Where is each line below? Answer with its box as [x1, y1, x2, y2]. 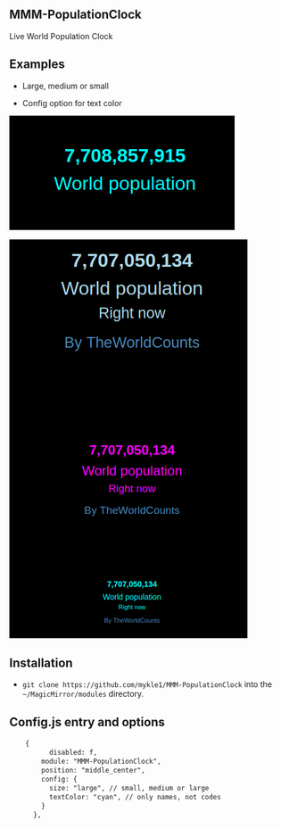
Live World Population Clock [9, 30, 113, 41]
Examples [9, 57, 65, 72]
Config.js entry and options [9, 714, 165, 730]
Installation [9, 656, 73, 671]
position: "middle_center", [41, 766, 145, 775]
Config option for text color [21, 97, 122, 108]
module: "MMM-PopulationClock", [41, 758, 162, 766]
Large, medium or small [21, 80, 110, 91]
